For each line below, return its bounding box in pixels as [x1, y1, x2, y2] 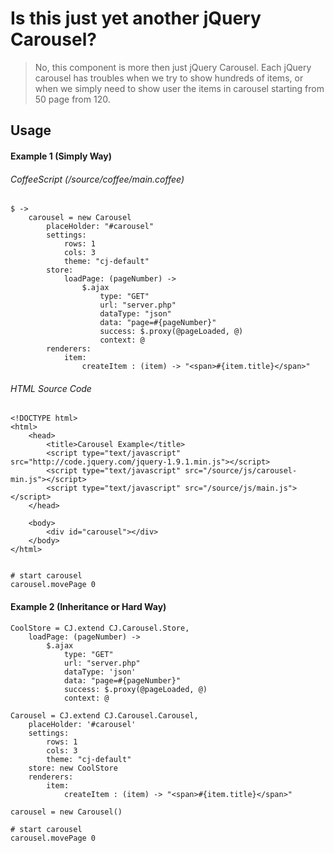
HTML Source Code [10, 382, 92, 394]
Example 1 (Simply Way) [10, 150, 112, 162]
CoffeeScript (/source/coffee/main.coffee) [10, 173, 185, 185]
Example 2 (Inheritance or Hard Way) [10, 600, 167, 612]
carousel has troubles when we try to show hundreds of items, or [34, 72, 304, 84]
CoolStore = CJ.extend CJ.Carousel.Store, [10, 623, 190, 633]
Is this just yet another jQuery [10, 7, 262, 30]
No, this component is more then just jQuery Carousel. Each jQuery [34, 61, 312, 73]
